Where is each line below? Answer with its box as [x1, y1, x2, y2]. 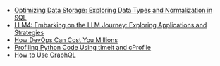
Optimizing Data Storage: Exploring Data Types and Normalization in [13, 6, 213, 14]
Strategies [13, 28, 44, 37]
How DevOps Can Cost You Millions [13, 36, 118, 44]
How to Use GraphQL [13, 51, 76, 59]
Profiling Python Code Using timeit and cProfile [13, 44, 152, 51]
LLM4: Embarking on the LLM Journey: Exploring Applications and [13, 21, 207, 29]
